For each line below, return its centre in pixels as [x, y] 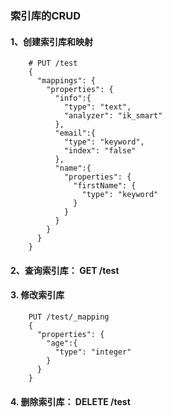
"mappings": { [66, 81]
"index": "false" [100, 151]
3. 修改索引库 [37, 295]
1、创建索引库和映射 [52, 41]
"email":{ [75, 133]
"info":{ [73, 98]
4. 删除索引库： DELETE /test [70, 401]
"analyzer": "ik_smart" [113, 116]
